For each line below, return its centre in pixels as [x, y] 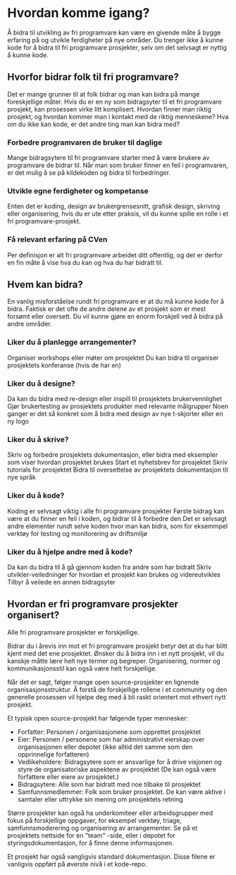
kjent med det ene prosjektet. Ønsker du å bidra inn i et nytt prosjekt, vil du [116, 653]
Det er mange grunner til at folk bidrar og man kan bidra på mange [104, 94]
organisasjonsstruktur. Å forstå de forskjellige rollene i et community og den [117, 690]
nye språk [22, 477]
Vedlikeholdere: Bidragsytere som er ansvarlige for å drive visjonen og [119, 761]
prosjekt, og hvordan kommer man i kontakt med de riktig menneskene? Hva [118, 116]
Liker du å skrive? [38, 439]
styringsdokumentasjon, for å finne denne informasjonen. [91, 843]
